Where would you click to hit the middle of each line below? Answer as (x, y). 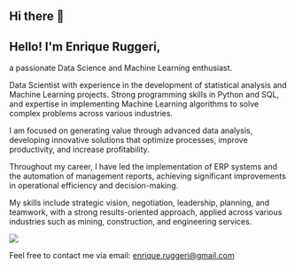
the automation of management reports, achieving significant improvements (147, 176)
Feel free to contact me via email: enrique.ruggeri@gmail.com (122, 256)
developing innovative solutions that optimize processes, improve (128, 140)
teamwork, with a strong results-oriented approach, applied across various (146, 212)
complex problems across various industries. (91, 114)
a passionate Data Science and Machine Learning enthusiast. (121, 68)
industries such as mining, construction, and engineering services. (131, 222)
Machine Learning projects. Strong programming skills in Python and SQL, (144, 95)
